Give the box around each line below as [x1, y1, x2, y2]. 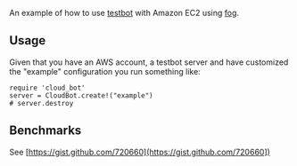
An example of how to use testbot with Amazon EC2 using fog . [9, 8, 239, 18]
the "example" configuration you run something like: [9, 66, 201, 76]
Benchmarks [9, 123, 82, 138]
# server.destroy [9, 99, 74, 107]
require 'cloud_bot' [9, 83, 87, 92]
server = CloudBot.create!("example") [9, 91, 153, 100]
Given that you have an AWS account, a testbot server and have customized [9, 57, 289, 67]
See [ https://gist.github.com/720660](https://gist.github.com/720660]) [9, 146, 270, 157]
